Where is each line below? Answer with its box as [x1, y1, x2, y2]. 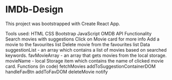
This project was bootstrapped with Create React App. [5, 21, 121, 27]
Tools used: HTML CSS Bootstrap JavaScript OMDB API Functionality [5, 30, 152, 36]
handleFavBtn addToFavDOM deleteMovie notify [5, 68, 108, 75]
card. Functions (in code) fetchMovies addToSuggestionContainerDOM [5, 63, 156, 69]
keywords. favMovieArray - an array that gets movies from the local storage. [5, 52, 167, 58]
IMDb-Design [5, 4, 64, 15]
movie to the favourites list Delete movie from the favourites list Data [5, 41, 150, 47]
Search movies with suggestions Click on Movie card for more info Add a [5, 36, 160, 42]
